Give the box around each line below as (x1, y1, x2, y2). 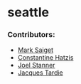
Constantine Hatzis (17, 53, 74, 62)
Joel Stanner (17, 61, 55, 70)
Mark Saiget (17, 46, 53, 54)
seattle (7, 4, 50, 21)
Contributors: (7, 30, 55, 40)
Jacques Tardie (17, 68, 64, 77)
